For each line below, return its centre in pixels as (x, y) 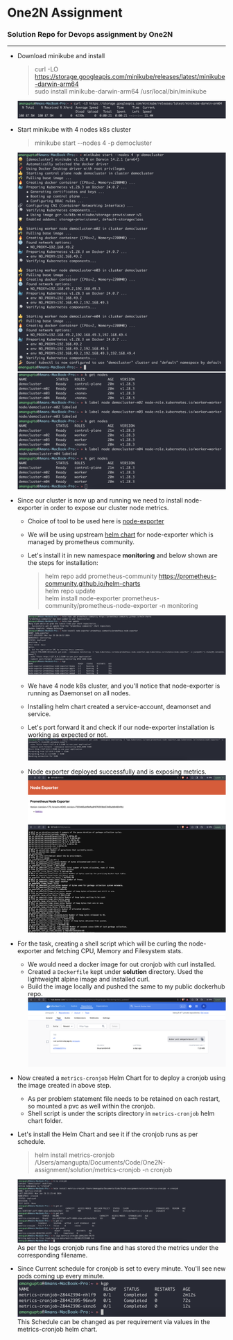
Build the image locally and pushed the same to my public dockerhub (126, 986)
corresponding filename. (52, 1255)
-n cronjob (157, 1170)
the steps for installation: (63, 563)
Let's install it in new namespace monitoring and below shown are (123, 555)
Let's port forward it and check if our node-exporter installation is (121, 728)
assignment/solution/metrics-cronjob (87, 1170)
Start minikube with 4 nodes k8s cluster (74, 130)
